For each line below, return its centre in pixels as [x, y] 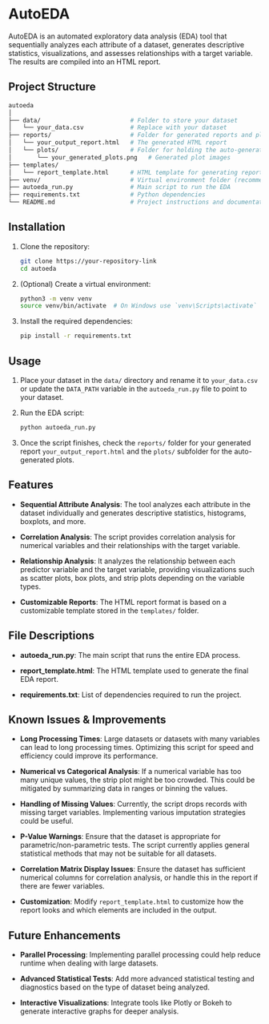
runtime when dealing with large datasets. [89, 963]
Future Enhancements [65, 935]
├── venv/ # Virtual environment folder [119, 180]
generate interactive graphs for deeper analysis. [99, 1011]
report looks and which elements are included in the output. [118, 910]
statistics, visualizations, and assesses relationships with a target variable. [131, 53]
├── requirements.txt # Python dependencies [107, 195]
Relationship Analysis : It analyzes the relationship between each [128, 561]
